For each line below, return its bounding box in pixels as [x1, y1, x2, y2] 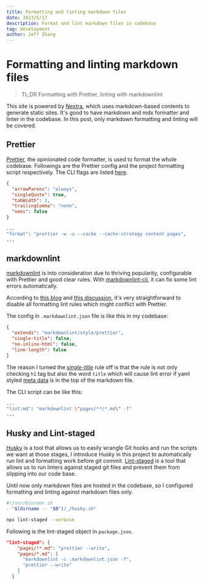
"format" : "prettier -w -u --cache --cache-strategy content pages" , [6, 230, 187, 237]
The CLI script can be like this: [6, 388, 83, 395]
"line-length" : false [12, 347, 67, 353]
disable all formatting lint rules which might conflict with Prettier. [6, 300, 167, 308]
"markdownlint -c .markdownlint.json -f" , [22, 556, 132, 562]
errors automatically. [6, 282, 58, 289]
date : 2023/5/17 [6, 15, 47, 21]
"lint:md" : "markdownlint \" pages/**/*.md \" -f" [6, 406, 132, 412]
